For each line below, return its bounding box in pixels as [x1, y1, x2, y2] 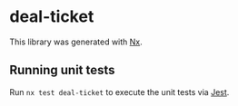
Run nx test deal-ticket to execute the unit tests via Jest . [9, 86, 230, 97]
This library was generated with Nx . [9, 36, 143, 47]
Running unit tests [9, 63, 115, 78]
